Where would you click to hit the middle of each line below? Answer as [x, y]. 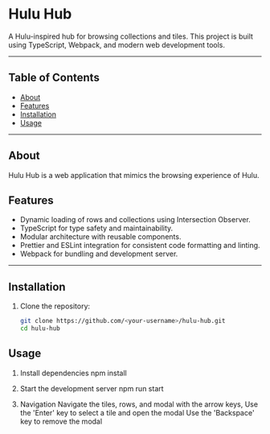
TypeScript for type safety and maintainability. [96, 228]
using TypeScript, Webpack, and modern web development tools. [117, 44]
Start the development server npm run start [92, 388]
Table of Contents [54, 78]
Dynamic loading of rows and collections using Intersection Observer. [135, 220]
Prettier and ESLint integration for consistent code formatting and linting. [140, 246]
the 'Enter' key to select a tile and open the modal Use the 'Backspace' [137, 412]
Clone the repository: [55, 306]
